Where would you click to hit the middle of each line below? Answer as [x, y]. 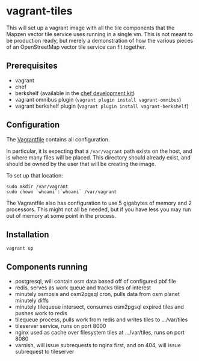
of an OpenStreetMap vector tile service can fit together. [76, 47]
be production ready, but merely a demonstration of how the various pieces [100, 40]
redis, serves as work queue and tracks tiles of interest [83, 288]
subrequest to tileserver [44, 352]
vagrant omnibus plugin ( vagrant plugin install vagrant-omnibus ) [98, 99]
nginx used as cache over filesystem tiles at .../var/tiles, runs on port [100, 333]
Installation [28, 234]
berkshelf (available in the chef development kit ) [75, 93]
